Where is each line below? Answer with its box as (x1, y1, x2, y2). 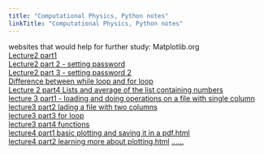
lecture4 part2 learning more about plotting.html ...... (8, 136, 184, 146)
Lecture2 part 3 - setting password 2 (8, 67, 132, 77)
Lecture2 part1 (8, 50, 57, 60)
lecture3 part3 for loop (8, 110, 84, 120)
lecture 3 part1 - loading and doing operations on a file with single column (8, 93, 256, 103)
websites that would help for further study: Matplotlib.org (8, 41, 200, 51)
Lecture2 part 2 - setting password (8, 58, 126, 69)
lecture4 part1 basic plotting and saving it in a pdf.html (8, 127, 190, 138)
